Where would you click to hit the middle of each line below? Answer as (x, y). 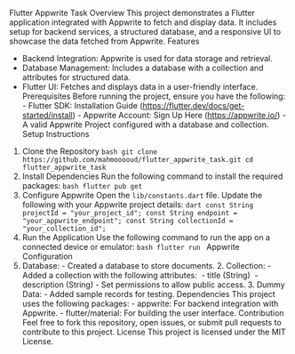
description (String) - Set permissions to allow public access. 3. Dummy (154, 285)
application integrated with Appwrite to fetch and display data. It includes (143, 22)
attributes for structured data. (76, 77)
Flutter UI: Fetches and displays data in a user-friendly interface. (140, 87)
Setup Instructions (56, 134)
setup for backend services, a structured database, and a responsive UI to (145, 32)
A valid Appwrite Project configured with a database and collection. (145, 125)
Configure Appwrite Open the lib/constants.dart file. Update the (142, 195)
